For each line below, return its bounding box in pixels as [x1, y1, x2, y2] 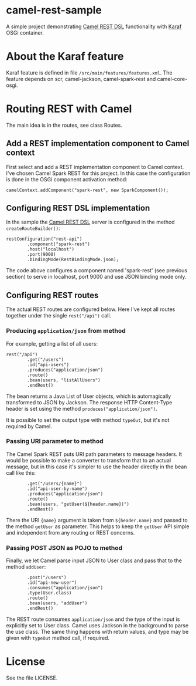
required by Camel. [6, 423, 53, 430]
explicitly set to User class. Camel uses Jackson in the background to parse [6, 622, 189, 629]
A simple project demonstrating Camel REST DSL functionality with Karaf [6, 23, 182, 30]
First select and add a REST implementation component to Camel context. [6, 163, 184, 170]
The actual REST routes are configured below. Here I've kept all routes [6, 306, 176, 313]
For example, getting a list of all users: [6, 340, 98, 347]
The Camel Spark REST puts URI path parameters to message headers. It [6, 450, 183, 458]
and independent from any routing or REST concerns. [6, 529, 135, 536]
